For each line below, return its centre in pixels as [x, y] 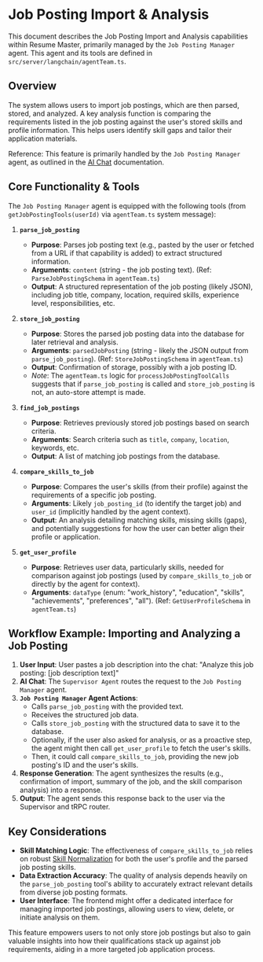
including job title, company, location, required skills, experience [135, 295]
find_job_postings [49, 408]
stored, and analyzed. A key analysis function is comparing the [110, 113]
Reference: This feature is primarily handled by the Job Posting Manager [124, 153]
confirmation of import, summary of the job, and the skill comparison [131, 782]
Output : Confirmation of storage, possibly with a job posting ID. [134, 367]
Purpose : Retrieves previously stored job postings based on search [140, 422]
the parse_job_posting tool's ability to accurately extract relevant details [136, 884]
